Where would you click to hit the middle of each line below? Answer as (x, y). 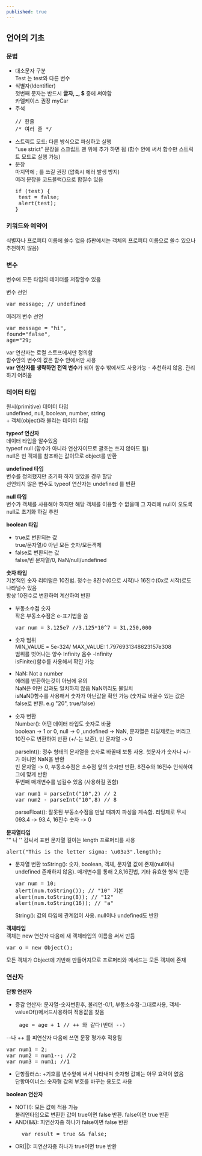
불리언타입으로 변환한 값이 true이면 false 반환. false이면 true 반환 (92, 1114)
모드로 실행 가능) (41, 157)
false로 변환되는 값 (37, 552)
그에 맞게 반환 (31, 774)
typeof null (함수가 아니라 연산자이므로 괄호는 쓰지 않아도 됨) (78, 449)
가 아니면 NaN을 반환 (40, 759)
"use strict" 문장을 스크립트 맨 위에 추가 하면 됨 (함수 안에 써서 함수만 (96, 149)
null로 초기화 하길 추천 (32, 512)
